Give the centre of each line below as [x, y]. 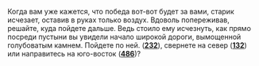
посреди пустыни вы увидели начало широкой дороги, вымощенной [124, 37]
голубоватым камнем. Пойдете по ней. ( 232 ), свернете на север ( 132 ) [127, 45]
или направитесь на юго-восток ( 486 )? [74, 54]
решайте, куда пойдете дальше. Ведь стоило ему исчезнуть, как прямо [129, 28]
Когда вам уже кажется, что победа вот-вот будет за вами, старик [121, 12]
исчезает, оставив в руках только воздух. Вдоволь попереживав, [118, 20]
